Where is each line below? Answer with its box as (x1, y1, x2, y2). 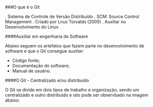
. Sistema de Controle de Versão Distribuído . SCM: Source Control (5, 14, 139, 19)
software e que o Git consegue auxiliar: (5, 48, 84, 54)
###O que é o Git (5, 4, 40, 10)
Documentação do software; (12, 63, 70, 68)
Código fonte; (12, 58, 40, 63)
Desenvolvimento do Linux (5, 24, 59, 30)
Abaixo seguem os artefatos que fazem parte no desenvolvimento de (5, 43, 144, 48)
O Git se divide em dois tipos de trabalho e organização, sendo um (5, 87, 139, 92)
